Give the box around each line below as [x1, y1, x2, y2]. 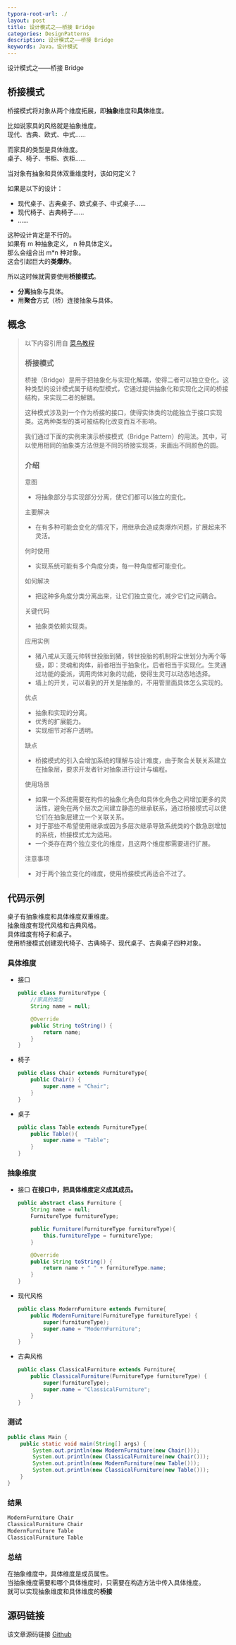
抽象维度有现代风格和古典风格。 [7, 921, 100, 930]
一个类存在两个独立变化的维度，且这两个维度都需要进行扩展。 [35, 839, 215, 848]
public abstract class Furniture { [17, 1199, 123, 1207]
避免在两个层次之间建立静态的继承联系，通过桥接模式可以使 [54, 804, 227, 813]
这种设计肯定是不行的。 [7, 231, 75, 239]
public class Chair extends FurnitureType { [17, 1069, 148, 1077]
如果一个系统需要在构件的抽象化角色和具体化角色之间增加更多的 [35, 795, 221, 803]
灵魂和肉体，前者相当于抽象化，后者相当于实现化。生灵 [59, 661, 221, 669]
